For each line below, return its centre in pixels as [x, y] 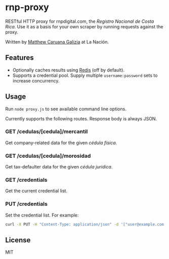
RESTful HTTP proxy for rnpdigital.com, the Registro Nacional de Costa [80, 21]
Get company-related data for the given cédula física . [61, 143]
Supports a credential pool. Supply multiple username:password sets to [85, 75]
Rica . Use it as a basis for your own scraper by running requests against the [84, 26]
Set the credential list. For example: [42, 215]
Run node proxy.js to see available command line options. [66, 109]
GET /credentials [26, 180]
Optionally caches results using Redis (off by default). [69, 70]
